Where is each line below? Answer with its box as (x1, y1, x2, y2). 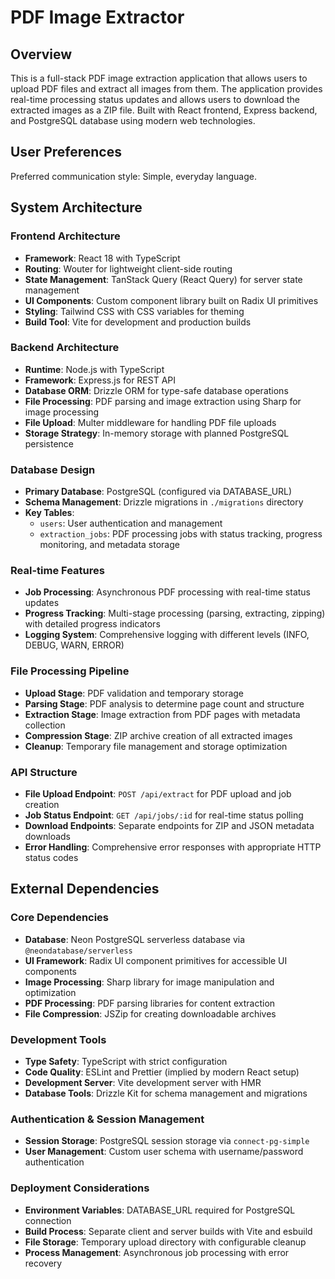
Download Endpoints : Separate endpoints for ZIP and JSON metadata (24, 819, 315, 831)
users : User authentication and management (39, 517, 223, 530)
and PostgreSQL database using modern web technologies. (10, 115, 256, 126)
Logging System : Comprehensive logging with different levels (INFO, (24, 629, 310, 641)
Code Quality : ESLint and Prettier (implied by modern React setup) (24, 1066, 300, 1078)
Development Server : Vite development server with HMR (24, 1076, 262, 1088)
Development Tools (10, 1032, 107, 1046)
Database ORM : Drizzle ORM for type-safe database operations (24, 384, 289, 396)
